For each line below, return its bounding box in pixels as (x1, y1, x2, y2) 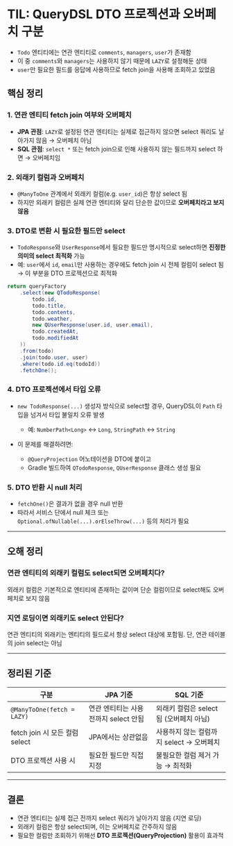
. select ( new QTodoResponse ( (19, 290, 101, 297)
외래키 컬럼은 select (155, 703, 218, 713)
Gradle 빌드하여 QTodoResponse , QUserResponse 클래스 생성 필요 (27, 463, 201, 472)
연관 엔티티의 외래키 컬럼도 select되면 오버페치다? (7, 568, 165, 578)
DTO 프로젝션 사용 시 (10, 755, 76, 765)
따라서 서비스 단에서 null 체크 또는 (17, 508, 110, 517)
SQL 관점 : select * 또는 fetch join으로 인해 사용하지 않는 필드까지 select (17, 144, 216, 153)
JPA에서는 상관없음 (88, 732, 148, 742)
